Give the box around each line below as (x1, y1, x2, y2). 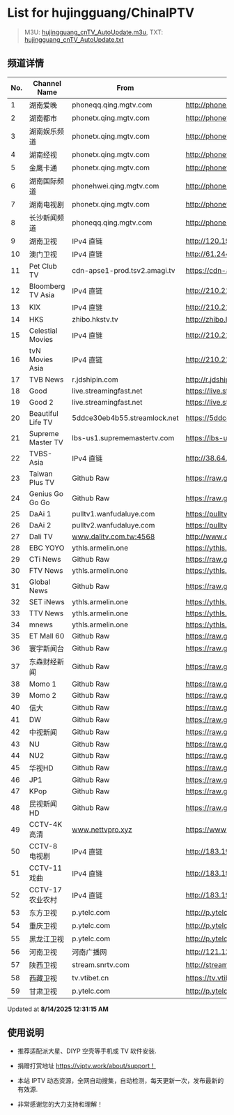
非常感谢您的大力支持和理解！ (17, 1100, 103, 1108)
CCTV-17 (29, 885, 63, 895)
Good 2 (29, 397, 54, 407)
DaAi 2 (29, 520, 52, 530)
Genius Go (29, 488, 64, 498)
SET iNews (29, 597, 65, 606)
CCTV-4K (29, 819, 63, 829)
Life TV (29, 417, 53, 427)
